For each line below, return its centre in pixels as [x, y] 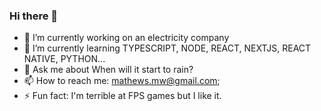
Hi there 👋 [34, 16]
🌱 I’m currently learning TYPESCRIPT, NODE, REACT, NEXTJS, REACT [167, 48]
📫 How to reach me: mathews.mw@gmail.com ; [122, 81]
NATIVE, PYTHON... [64, 59]
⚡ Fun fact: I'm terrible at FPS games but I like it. [122, 96]
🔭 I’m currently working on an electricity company [126, 38]
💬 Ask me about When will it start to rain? [108, 70]
